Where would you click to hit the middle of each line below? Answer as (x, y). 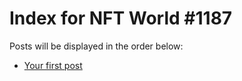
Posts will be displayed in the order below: (96, 46)
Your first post (53, 65)
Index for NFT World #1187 (121, 18)
